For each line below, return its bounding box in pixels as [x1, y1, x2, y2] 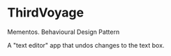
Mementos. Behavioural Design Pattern [7, 28, 120, 36]
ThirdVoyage [7, 5, 84, 21]
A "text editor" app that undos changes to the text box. [7, 41, 165, 49]
